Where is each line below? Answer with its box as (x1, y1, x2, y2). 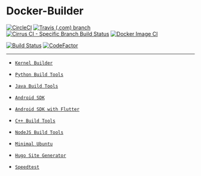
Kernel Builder (14, 60, 53, 66)
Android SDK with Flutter (14, 106, 80, 112)
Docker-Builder (6, 4, 84, 18)
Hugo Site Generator (14, 152, 66, 159)
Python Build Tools (14, 72, 64, 78)
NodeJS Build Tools (14, 129, 64, 135)
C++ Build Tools (14, 118, 56, 123)
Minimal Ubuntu (14, 141, 53, 147)
